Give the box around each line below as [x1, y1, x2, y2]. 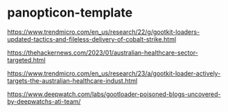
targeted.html [7, 55, 46, 64]
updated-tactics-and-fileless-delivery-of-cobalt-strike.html [7, 35, 177, 43]
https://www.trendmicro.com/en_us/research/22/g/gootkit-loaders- [7, 28, 200, 36]
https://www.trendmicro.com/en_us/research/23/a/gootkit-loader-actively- [7, 69, 221, 77]
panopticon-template [7, 5, 133, 21]
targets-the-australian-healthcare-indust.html [7, 76, 138, 84]
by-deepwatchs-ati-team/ [7, 97, 81, 105]
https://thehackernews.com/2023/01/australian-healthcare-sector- [7, 48, 199, 57]
